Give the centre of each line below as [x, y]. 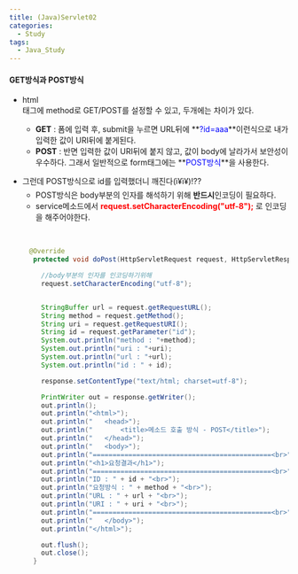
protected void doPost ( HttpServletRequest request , [130, 260]
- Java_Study [41, 50]
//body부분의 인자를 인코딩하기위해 [97, 275]
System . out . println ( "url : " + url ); [107, 357]
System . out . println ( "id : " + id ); [107, 365]
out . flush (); [65, 545]
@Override [47, 252]
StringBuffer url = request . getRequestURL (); [127, 307]
